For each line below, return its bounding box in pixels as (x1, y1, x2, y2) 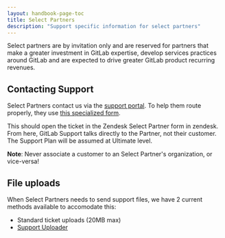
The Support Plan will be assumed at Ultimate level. (7, 136, 153, 145)
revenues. (7, 63, 36, 72)
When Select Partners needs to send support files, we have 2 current (7, 195, 203, 203)
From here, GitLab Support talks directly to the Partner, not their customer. (7, 130, 217, 138)
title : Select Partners (7, 16, 75, 23)
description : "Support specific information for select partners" (7, 23, 201, 29)
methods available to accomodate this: (7, 203, 117, 211)
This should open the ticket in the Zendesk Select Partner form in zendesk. (7, 122, 219, 130)
